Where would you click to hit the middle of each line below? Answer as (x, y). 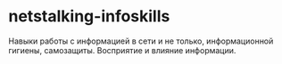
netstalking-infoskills (89, 16)
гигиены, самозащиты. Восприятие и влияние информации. (122, 50)
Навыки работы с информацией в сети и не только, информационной (141, 41)
